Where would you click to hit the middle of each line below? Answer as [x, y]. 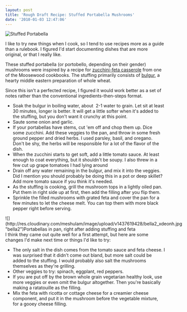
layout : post [19, 10]
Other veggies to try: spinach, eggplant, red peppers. [68, 272]
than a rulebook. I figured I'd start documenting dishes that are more [77, 49]
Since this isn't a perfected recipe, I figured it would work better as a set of [83, 91]
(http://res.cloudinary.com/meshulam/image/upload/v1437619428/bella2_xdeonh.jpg [94, 224]
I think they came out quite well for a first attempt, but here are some [77, 235]
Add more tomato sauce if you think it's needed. [63, 182]
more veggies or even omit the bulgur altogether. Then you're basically [87, 282]
